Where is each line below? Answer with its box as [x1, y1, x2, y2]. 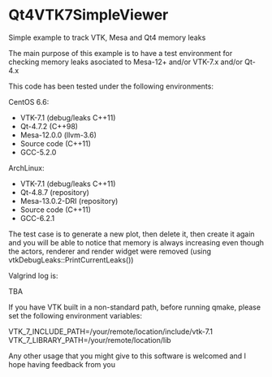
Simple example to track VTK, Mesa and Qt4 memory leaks [8, 32, 206, 42]
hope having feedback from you [8, 359, 116, 369]
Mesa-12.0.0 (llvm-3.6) [19, 130, 97, 140]
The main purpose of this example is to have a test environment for [8, 48, 233, 58]
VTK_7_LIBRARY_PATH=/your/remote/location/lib [8, 335, 172, 344]
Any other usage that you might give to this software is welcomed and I [8, 351, 246, 361]
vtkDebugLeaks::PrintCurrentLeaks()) [8, 254, 134, 265]
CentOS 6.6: [8, 97, 50, 106]
